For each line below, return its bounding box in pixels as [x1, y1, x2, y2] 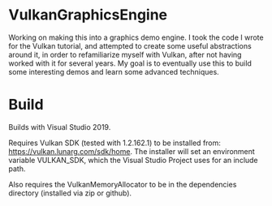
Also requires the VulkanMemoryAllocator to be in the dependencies [8, 179, 237, 189]
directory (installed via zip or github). [8, 188, 132, 198]
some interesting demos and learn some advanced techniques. [8, 67, 219, 76]
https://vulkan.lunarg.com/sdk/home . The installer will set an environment [8, 146, 256, 156]
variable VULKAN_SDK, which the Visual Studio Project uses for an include [8, 155, 258, 165]
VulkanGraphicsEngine [8, 6, 168, 24]
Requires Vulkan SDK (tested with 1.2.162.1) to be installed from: [8, 138, 222, 148]
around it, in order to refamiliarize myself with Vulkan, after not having [8, 49, 242, 59]
